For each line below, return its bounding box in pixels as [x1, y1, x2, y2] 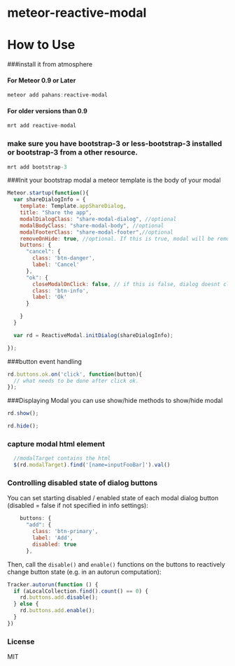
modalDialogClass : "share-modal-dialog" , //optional [20, 215, 177, 222]
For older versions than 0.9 [7, 106, 87, 115]
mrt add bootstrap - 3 [7, 163, 68, 171]
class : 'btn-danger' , [32, 255, 96, 262]
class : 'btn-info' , [32, 287, 90, 295]
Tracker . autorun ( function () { [7, 581, 99, 588]
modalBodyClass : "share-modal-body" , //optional [20, 222, 164, 229]
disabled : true [32, 541, 77, 548]
